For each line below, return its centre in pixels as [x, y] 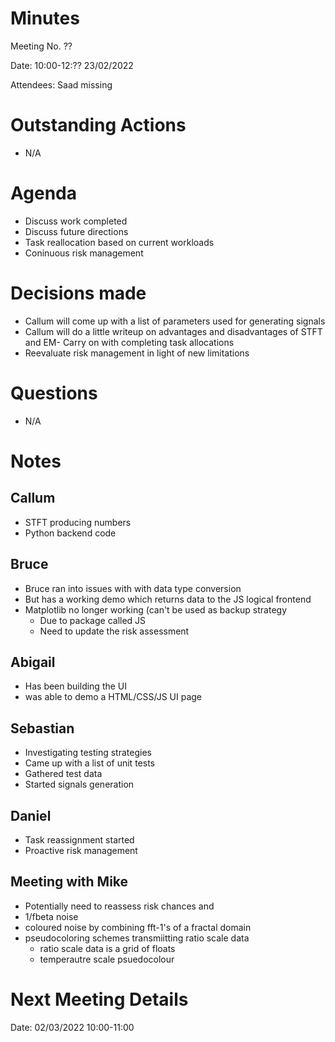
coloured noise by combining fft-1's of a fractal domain [138, 927]
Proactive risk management [81, 850]
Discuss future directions [76, 231]
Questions [54, 393]
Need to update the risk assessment [114, 631]
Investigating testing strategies [88, 753]
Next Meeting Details [99, 999]
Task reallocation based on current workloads [119, 242]
